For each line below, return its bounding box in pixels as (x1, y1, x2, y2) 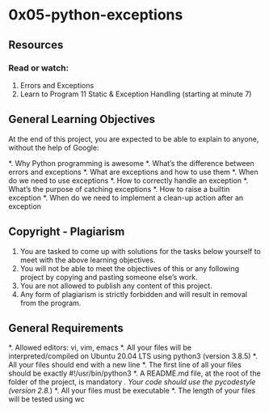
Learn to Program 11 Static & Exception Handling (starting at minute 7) (19, 89, 252, 99)
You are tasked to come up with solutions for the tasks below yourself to (19, 246, 261, 256)
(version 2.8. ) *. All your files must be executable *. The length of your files (8, 386, 256, 396)
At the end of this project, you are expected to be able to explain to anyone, (8, 134, 259, 143)
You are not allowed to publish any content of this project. (19, 281, 212, 291)
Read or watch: (8, 62, 69, 74)
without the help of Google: (8, 142, 99, 152)
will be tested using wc (8, 394, 85, 404)
